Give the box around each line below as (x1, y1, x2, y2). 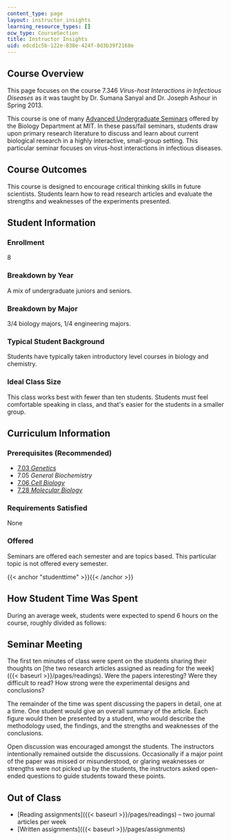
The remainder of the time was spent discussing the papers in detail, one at (7, 700, 222, 708)
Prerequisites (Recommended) (7, 448, 112, 457)
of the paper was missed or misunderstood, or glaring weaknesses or (7, 757, 205, 765)
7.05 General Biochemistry (17, 471, 92, 480)
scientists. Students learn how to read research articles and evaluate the (7, 190, 213, 198)
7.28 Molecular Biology (17, 486, 83, 495)
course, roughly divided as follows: (7, 619, 107, 627)
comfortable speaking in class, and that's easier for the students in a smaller (7, 400, 224, 408)
